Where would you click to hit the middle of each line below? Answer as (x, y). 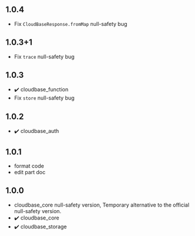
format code (29, 166)
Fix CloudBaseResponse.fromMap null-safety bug (71, 24)
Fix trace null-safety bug (44, 56)
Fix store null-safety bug (44, 98)
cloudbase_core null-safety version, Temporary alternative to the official (102, 205)
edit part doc (29, 172)
